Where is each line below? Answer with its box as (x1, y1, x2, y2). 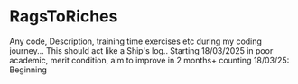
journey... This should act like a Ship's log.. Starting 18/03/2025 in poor (9, 45, 274, 55)
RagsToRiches (9, 6, 118, 27)
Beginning (9, 64, 48, 75)
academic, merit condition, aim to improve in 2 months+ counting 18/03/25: (9, 55, 290, 65)
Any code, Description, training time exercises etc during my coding (9, 36, 262, 46)
